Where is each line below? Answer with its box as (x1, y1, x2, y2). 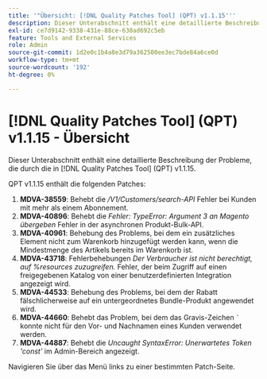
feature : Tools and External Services (8, 33, 137, 42)
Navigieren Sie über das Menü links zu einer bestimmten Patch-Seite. (8, 362, 236, 371)
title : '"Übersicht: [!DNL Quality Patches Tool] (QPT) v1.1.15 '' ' (8, 11, 237, 20)
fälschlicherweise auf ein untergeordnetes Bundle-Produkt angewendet (19, 296, 254, 305)
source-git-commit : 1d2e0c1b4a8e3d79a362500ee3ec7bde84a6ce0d (8, 48, 219, 56)
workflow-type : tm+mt (8, 56, 80, 64)
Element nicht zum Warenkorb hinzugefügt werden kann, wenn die (19, 236, 238, 246)
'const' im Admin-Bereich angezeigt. (19, 346, 140, 356)
